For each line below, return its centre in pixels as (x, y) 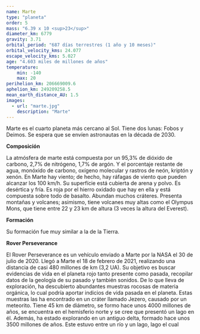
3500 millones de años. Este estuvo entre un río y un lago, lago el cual (93, 324)
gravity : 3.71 (24, 39)
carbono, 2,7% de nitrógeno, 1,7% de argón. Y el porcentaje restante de (95, 164)
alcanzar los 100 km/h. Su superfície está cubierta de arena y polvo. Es (93, 183)
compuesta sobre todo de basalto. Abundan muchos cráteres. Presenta (94, 196)
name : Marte (21, 12)
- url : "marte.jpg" (36, 106)
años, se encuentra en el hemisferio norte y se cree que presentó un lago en (100, 312)
